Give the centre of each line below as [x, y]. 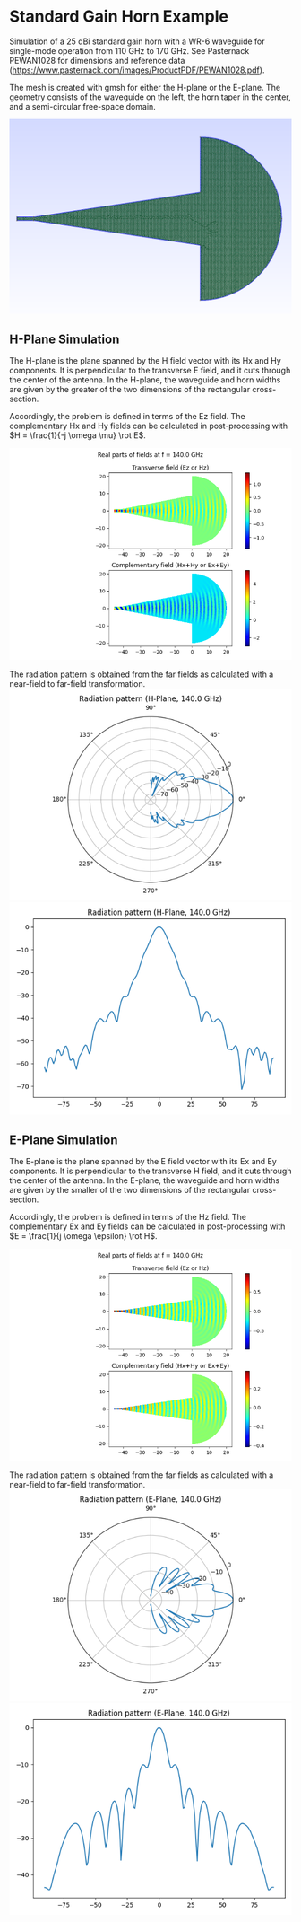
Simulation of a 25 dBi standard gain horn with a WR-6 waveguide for [138, 41]
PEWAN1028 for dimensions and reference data [97, 60]
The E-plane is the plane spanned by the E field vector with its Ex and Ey [143, 1162]
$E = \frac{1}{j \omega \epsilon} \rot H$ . [84, 1236]
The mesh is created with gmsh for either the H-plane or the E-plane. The [145, 87]
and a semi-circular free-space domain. [83, 106]
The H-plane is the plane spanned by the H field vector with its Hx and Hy [146, 361]
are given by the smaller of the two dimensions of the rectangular [130, 1190]
